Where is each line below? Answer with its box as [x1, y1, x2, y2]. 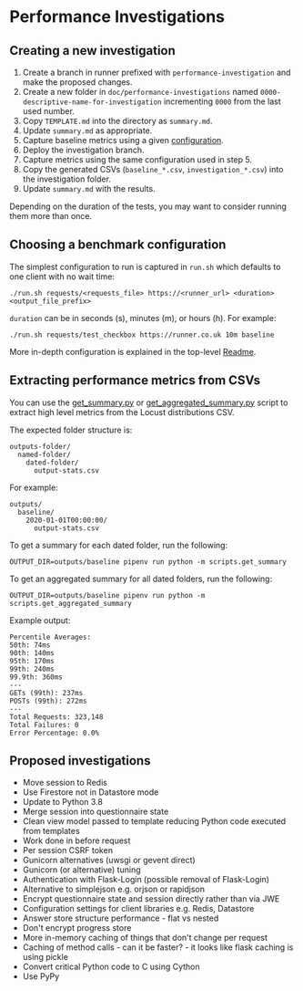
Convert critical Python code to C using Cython [22, 961, 200, 973]
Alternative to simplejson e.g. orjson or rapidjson [22, 883, 206, 895]
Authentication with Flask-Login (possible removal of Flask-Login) [22, 874, 270, 885]
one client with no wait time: [9, 271, 116, 282]
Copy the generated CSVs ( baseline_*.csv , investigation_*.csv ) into [22, 164, 284, 174]
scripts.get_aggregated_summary [9, 599, 132, 608]
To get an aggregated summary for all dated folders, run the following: [9, 573, 273, 584]
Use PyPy [22, 971, 60, 982]
